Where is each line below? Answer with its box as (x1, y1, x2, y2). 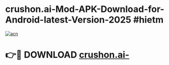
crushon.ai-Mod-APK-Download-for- (5, 3, 164, 15)
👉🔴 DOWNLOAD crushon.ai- (5, 49, 130, 60)
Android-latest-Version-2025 (5, 14, 132, 25)
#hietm (133, 14, 164, 25)
